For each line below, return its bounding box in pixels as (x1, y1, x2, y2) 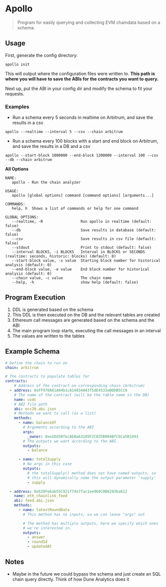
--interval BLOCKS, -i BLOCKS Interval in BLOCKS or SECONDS (11, 249, 145, 255)
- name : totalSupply (18, 457, 61, 462)
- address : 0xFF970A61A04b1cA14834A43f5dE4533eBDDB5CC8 (9, 388, 127, 393)
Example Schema (5, 347, 60, 356)
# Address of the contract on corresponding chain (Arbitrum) (14, 383, 145, 388)
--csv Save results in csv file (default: (11, 236, 156, 241)
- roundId (27, 539, 48, 544)
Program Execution (5, 293, 66, 302)
